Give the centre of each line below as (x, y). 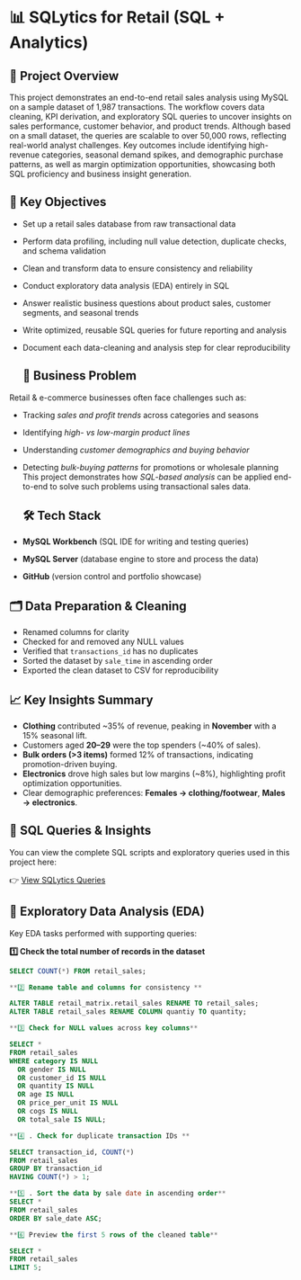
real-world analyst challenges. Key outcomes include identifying (128, 145)
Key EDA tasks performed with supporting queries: (103, 933)
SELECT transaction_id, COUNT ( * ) (72, 1152)
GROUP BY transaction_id (56, 1169)
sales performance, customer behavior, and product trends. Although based (150, 126)
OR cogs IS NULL (48, 1112)
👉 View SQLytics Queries (58, 880)
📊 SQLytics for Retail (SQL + (117, 18)
